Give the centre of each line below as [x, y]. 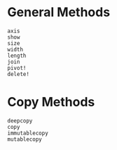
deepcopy [20, 120]
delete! [19, 74]
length [17, 56]
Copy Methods [51, 102]
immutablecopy [28, 133]
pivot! [17, 68]
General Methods [59, 12]
